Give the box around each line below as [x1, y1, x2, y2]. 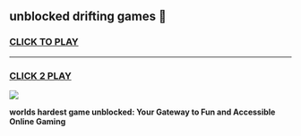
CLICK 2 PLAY [9, 69, 72, 81]
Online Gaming [9, 115, 66, 126]
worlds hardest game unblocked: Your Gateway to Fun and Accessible [9, 106, 276, 117]
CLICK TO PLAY [9, 36, 79, 48]
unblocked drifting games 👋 [9, 9, 168, 24]
